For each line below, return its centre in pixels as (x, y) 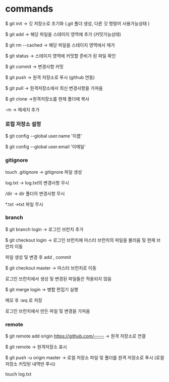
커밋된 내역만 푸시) (37, 364)
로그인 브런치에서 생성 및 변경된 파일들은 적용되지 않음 (59, 279)
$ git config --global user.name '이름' (44, 136)
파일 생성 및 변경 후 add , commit (38, 257)
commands (29, 9)
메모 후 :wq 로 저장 (24, 300)
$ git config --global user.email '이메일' (45, 147)
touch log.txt (18, 374)
